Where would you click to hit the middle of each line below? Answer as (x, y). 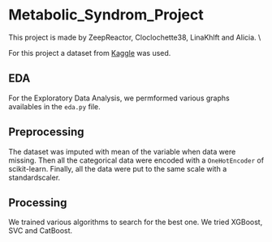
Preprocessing (46, 132)
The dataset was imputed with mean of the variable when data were (122, 151)
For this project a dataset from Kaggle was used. (90, 53)
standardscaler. (35, 177)
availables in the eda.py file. (55, 106)
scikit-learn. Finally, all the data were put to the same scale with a (118, 168)
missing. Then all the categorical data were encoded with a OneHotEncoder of (136, 160)
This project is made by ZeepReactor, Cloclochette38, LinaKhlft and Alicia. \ (135, 37)
